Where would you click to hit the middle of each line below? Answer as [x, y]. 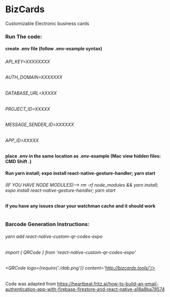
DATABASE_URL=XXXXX [31, 93]
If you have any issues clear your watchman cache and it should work [80, 206]
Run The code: [24, 37]
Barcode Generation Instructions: [48, 224]
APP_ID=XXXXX [22, 140]
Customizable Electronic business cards [47, 23]
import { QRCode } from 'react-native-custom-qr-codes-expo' [71, 252]
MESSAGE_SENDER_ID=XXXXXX [40, 125]
